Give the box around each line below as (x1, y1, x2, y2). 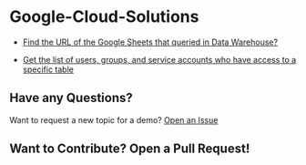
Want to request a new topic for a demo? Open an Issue (9, 114, 219, 125)
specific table (22, 64, 75, 75)
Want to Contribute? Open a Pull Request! (9, 141, 250, 157)
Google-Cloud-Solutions (9, 6, 199, 27)
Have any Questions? (9, 90, 134, 106)
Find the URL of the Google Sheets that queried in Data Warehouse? (22, 36, 279, 47)
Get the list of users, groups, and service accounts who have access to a (22, 54, 297, 65)
